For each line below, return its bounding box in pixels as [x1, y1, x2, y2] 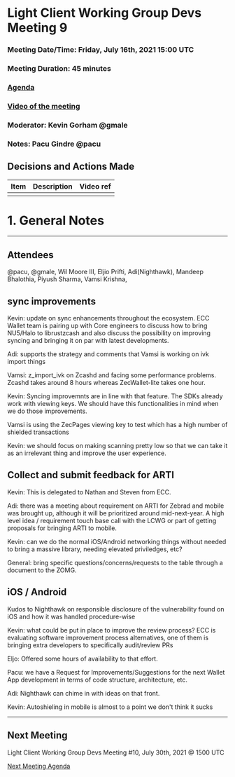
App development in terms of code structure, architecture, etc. [7, 675, 187, 684]
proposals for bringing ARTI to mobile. [7, 524, 117, 532]
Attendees [7, 249, 54, 261]
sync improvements [7, 295, 97, 307]
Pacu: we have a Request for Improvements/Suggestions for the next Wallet [7, 668, 225, 676]
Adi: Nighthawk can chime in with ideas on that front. [7, 689, 160, 697]
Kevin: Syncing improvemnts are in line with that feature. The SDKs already [7, 392, 223, 400]
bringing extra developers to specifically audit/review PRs [7, 640, 173, 649]
